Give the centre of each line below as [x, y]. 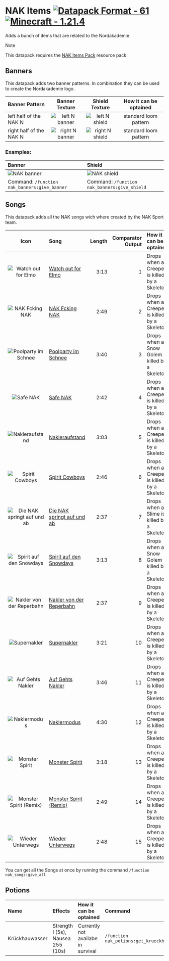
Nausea [62, 938]
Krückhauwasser [28, 938]
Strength [63, 926]
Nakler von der [66, 600]
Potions [18, 890]
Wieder [58, 838]
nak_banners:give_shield [117, 188]
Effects [61, 911]
